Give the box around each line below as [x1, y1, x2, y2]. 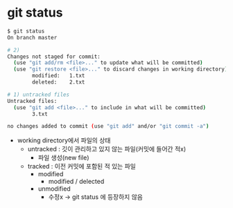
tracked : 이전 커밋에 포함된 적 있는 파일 [27, 162, 137, 171]
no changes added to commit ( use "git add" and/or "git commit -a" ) [7, 123, 209, 130]
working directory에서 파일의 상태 [17, 136, 111, 144]
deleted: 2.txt [32, 79, 85, 86]
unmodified [37, 185, 71, 193]
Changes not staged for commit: [7, 53, 101, 60]
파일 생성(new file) [37, 153, 89, 162]
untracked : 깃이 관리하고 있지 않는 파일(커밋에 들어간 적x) [27, 145, 187, 153]
